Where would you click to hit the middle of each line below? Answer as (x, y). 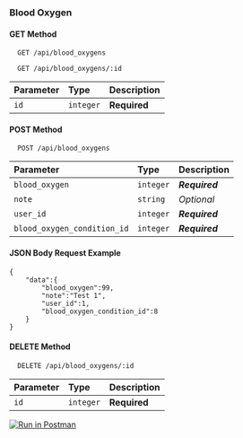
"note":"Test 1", (74, 295)
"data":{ (42, 280)
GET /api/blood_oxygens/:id (70, 69)
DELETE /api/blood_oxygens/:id (76, 365)
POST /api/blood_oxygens (64, 149)
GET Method (33, 34)
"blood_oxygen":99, (78, 288)
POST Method (36, 129)
